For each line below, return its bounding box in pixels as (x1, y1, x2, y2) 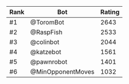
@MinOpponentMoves (30, 68, 95, 75)
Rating (100, 8, 120, 16)
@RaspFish (30, 28, 63, 36)
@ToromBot (30, 18, 64, 26)
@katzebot (30, 48, 61, 56)
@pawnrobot (30, 58, 68, 66)
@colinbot (30, 38, 60, 46)
